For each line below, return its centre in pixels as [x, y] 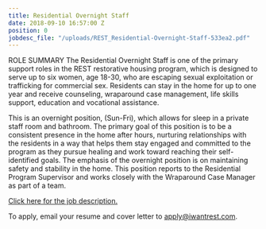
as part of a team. [37, 186]
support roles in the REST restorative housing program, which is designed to [133, 69]
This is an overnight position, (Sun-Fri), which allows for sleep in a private [129, 118]
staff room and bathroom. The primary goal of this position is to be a [120, 126]
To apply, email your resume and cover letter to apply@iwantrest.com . [123, 216]
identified [24, 161]
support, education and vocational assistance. [84, 103]
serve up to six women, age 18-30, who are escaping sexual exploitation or [131, 77]
